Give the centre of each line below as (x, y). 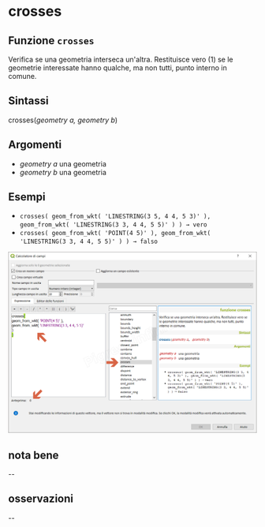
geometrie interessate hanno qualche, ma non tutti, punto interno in (118, 68)
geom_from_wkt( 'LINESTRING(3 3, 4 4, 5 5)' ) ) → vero (113, 225)
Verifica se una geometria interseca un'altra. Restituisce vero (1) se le (121, 59)
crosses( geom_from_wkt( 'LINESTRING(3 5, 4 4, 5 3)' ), (115, 217)
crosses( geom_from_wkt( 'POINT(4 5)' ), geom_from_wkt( (115, 234)
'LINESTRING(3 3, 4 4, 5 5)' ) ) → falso (88, 242)
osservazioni (41, 499)
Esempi (27, 197)
